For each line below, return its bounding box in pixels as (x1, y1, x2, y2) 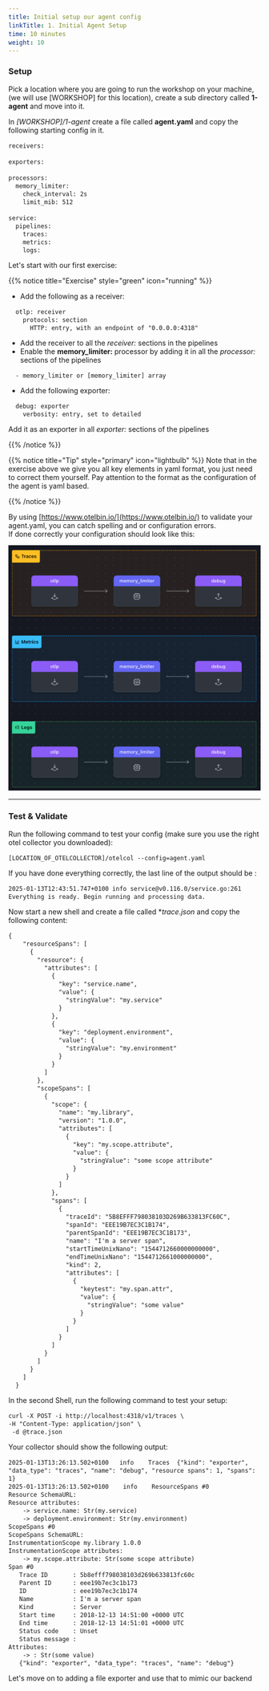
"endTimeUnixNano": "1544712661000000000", (65, 1253, 214, 1261)
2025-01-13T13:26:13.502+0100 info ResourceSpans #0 (8, 1482, 210, 1490)
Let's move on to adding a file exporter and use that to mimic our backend (8, 1673, 252, 1683)
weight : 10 (8, 39, 45, 47)
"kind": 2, (65, 1261, 102, 1269)
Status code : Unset (18, 1627, 98, 1635)
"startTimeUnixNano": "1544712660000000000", (65, 1245, 220, 1253)
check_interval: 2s (22, 189, 88, 198)
